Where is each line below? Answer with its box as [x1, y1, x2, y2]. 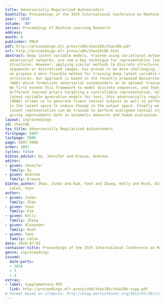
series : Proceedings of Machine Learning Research [5, 26, 111, 31]
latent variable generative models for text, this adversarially [9, 94, 146, 99]
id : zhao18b [5, 122, 29, 127]
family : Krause [9, 177, 41, 182]
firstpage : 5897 [5, 131, 38, 136]
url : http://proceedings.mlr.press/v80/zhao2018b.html [5, 48, 120, 53]
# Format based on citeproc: [5, 291, 65, 296]
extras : [5, 277, 21, 282]
